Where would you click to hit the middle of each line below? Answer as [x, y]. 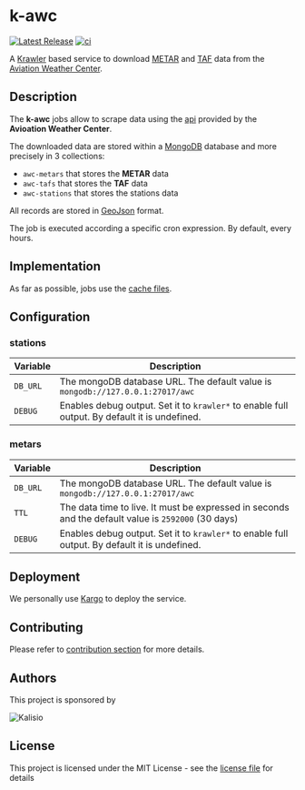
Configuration [50, 316]
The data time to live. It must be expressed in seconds [174, 507]
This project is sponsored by [63, 699]
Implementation [55, 266]
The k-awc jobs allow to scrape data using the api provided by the [133, 118]
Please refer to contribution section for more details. [107, 649]
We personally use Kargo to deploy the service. [98, 599]
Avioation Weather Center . [61, 128]
